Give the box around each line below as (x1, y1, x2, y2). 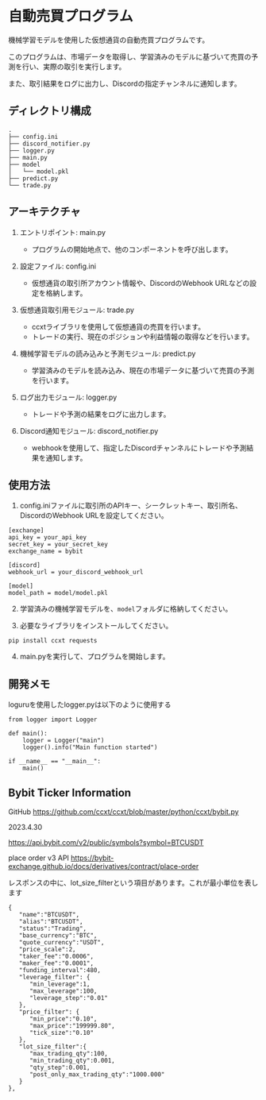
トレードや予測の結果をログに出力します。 (31, 409, 171, 419)
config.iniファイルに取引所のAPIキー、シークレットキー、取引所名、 (19, 501, 242, 511)
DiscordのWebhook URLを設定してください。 (19, 511, 168, 520)
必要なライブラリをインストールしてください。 (19, 621, 173, 631)
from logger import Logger (8, 716, 98, 724)
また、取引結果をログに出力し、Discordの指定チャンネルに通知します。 (8, 79, 242, 88)
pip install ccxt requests (8, 637, 98, 645)
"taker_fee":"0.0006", (18, 952, 94, 960)
